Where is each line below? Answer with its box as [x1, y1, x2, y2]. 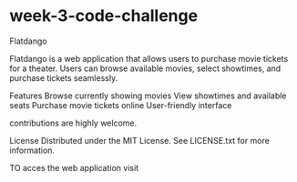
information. [9, 145, 56, 156]
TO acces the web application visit [9, 162, 139, 173]
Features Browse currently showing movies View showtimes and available [9, 90, 287, 101]
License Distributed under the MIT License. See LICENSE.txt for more [9, 135, 271, 146]
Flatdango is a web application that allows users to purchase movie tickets [9, 53, 289, 64]
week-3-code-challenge [9, 5, 199, 26]
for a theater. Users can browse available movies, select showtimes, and [9, 63, 282, 74]
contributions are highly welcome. [9, 117, 138, 128]
